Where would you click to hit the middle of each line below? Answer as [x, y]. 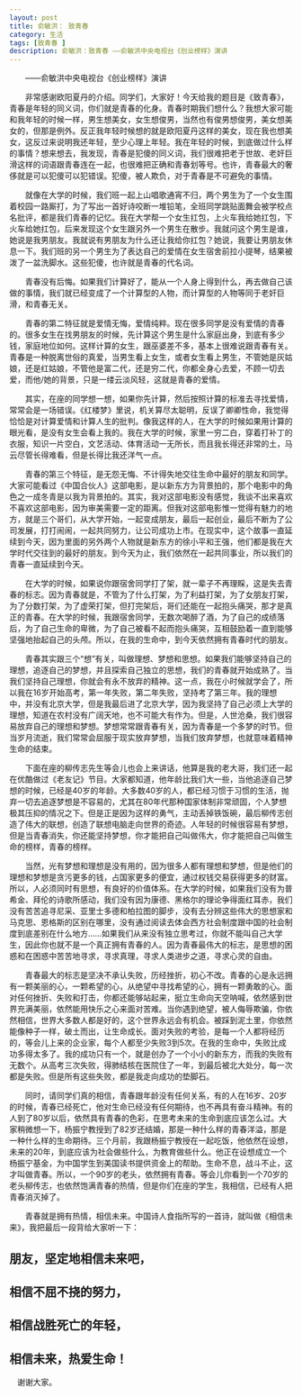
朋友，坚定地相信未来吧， [80, 1259]
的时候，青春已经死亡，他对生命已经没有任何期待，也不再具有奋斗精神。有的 [151, 1107]
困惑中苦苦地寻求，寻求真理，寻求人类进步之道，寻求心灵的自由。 [155, 956]
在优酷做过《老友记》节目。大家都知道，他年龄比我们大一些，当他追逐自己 [147, 779]
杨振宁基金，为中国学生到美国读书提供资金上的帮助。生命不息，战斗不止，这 [151, 1164]
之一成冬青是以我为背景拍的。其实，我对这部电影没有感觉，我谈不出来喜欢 [155, 497]
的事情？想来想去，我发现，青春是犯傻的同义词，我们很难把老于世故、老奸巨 [151, 153]
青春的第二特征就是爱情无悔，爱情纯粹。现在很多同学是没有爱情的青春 [155, 323]
